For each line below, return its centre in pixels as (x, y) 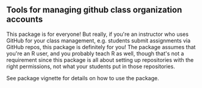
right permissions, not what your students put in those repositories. (91, 66)
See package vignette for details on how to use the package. (83, 78)
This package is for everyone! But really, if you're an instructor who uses (98, 34)
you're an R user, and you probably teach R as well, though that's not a (95, 53)
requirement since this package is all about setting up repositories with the (100, 59)
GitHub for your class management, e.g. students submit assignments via (99, 40)
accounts (25, 20)
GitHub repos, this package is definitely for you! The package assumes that (101, 47)
